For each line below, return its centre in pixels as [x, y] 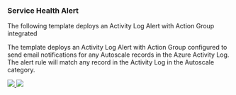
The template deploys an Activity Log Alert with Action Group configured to [117, 47]
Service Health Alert [43, 11]
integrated [22, 33]
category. [21, 70]
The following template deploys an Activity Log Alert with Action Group [111, 26]
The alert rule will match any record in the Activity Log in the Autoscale [111, 62]
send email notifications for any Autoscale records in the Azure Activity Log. [118, 55]
